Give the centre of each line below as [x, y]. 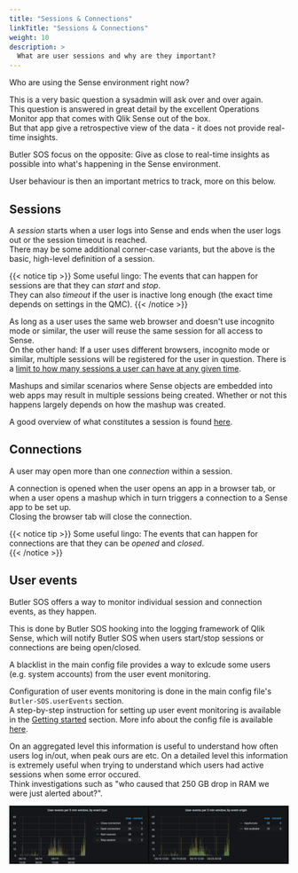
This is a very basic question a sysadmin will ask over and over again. [136, 100]
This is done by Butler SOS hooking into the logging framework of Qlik [137, 628]
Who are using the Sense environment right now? [99, 83]
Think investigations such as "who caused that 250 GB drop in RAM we [139, 783]
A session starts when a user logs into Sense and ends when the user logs [145, 230]
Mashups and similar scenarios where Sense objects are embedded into [141, 385]
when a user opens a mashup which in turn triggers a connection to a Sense [149, 498]
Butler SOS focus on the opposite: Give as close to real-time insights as [140, 154]
